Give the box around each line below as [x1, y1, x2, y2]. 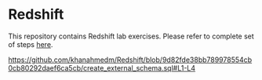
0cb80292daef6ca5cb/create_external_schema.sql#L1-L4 [8, 63, 196, 72]
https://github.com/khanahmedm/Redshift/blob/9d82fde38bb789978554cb [8, 55, 253, 64]
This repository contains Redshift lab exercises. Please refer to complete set [8, 31, 255, 41]
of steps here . [8, 39, 53, 49]
